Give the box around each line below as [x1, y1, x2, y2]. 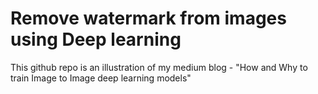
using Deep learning [10, 28, 182, 51]
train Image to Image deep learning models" [10, 72, 192, 84]
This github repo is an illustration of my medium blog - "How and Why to [10, 61, 308, 73]
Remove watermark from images [10, 7, 287, 30]
